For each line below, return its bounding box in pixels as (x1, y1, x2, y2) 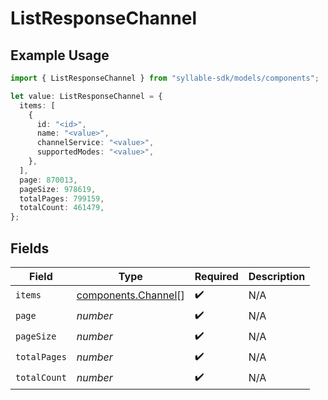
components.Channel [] (76, 288, 185, 302)
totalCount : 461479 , (19, 203, 105, 213)
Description (248, 269, 306, 283)
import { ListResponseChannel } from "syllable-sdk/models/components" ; (10, 73, 320, 83)
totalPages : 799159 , (19, 193, 105, 204)
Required (194, 269, 239, 283)
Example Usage (10, 47, 110, 64)
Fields (10, 240, 50, 257)
